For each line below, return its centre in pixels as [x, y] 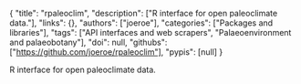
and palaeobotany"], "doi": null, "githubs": [88, 42]
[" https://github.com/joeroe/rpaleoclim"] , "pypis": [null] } [116, 52]
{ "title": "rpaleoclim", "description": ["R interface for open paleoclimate [144, 13]
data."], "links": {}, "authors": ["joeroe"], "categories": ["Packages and [141, 23]
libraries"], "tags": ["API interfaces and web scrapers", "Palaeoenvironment [150, 32]
